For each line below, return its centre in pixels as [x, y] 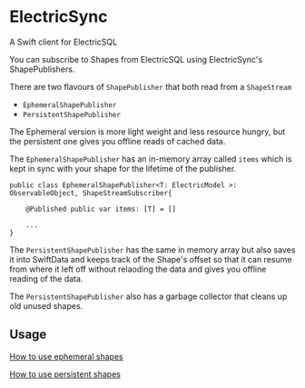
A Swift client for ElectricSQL [64, 42]
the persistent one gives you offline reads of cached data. [118, 141]
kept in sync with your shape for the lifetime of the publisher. [123, 168]
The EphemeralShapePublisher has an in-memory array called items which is [151, 159]
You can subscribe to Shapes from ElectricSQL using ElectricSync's [136, 59]
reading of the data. [46, 278]
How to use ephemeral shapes [67, 356]
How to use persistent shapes [65, 373]
